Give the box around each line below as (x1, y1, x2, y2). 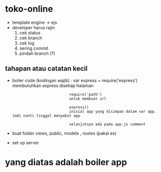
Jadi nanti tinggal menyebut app (12, 113, 80, 118)
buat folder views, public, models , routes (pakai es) (12, 130, 117, 136)
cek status (19, 30, 40, 35)
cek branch (19, 35, 42, 41)
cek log (19, 40, 35, 46)
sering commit (19, 45, 49, 51)
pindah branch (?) (19, 50, 56, 56)
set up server (12, 139, 39, 145)
